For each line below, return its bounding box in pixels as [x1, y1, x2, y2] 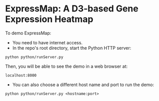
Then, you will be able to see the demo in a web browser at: [5, 63, 128, 69]
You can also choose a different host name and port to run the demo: [12, 82, 155, 88]
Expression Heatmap [5, 13, 94, 25]
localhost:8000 [5, 73, 37, 78]
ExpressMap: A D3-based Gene [5, 3, 139, 14]
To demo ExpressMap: [5, 30, 51, 36]
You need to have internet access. [12, 39, 83, 45]
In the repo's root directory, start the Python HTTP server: [12, 45, 132, 51]
